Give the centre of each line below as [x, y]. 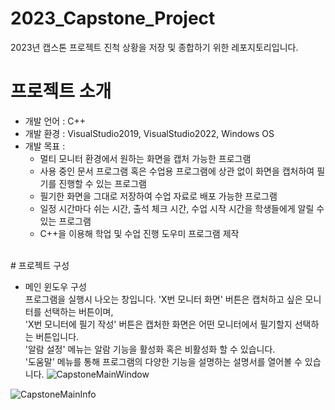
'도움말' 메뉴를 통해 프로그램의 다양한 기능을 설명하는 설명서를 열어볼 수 [163, 361]
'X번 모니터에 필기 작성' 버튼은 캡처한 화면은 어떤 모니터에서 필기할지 [158, 324]
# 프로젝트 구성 [40, 265]
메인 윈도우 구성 [55, 286]
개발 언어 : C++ [55, 121]
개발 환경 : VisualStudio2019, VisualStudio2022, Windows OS [149, 133]
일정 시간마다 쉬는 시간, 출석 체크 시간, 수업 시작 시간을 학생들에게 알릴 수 [182, 208]
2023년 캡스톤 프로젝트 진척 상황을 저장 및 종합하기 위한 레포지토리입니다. [154, 47]
